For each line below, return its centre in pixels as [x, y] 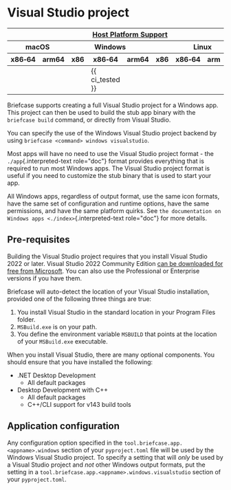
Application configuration [64, 426]
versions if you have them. [45, 278]
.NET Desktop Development [56, 375]
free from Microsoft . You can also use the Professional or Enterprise [103, 271]
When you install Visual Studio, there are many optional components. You [111, 355]
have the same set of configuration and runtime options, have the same [108, 203]
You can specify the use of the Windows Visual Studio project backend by [112, 133]
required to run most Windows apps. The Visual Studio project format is [109, 168]
